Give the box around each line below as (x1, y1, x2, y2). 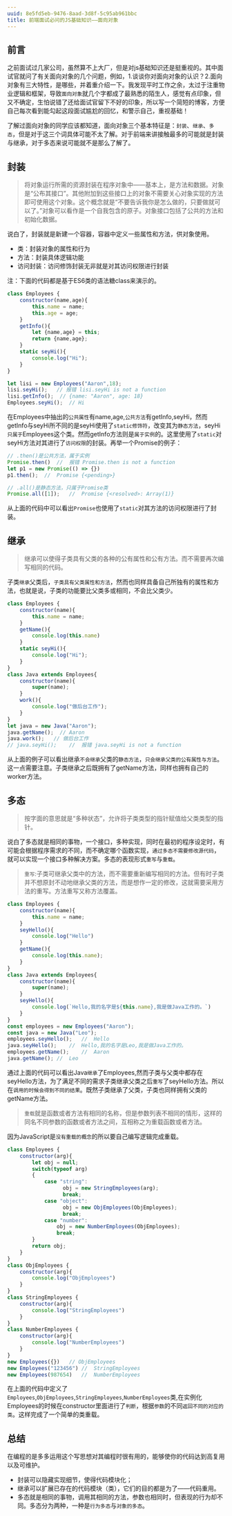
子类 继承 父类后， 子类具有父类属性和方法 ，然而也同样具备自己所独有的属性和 (7, 578, 213, 586)
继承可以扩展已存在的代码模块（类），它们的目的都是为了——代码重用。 (17, 1484, 220, 1492)
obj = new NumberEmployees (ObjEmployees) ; (56, 1223, 181, 1230)
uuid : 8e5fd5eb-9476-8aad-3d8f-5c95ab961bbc (7, 10, 137, 17)
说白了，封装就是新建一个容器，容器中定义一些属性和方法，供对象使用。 (7, 230, 213, 239)
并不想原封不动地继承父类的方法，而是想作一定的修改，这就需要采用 (23, 878, 218, 886)
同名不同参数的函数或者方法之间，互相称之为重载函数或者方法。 (23, 1118, 206, 1126)
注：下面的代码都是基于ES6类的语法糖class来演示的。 (7, 277, 161, 285)
